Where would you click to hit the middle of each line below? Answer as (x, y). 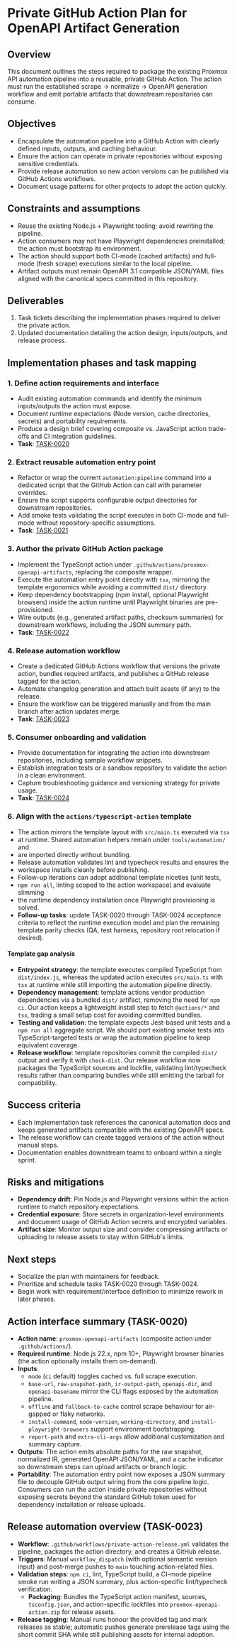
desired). (31, 937)
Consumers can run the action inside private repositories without (112, 1490)
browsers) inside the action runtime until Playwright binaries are (110, 602)
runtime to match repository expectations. (79, 1207)
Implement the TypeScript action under (75, 564)
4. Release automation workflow (64, 650)
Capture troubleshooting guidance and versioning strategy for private (119, 783)
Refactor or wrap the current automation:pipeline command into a (114, 478)
